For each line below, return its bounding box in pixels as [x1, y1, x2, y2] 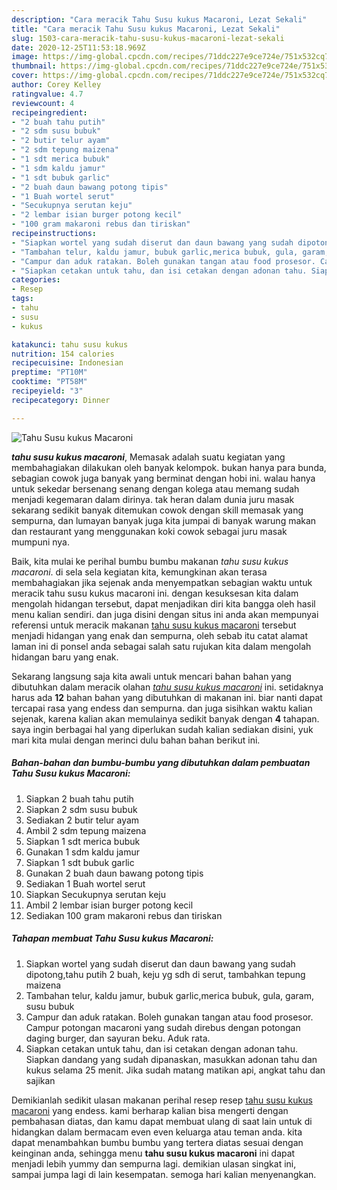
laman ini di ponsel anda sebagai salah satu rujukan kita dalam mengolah [11, 640, 312, 652]
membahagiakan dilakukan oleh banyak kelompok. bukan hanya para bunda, [11, 461, 327, 473]
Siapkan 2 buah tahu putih [25, 792, 134, 805]
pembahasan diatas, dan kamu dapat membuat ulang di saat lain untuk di [11, 1115, 313, 1127]
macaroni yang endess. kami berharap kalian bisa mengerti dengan [11, 1104, 289, 1116]
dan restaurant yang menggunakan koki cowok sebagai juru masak [11, 525, 288, 537]
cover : [11, 71, 39, 81]
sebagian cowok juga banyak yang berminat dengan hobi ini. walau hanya [11, 472, 316, 484]
